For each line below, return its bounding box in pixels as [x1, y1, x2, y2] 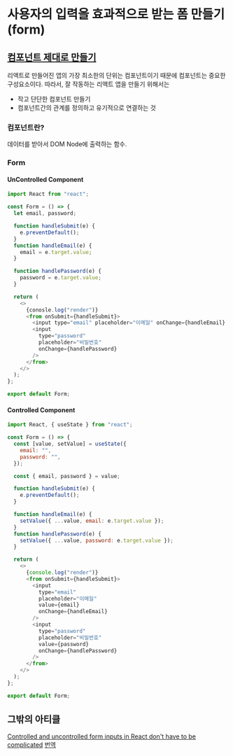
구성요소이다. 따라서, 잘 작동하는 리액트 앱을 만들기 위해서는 [7, 80, 170, 88]
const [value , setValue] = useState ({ [13, 440, 127, 447]
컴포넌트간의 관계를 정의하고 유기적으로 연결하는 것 [17, 104, 156, 112]
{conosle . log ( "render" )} [25, 306, 99, 314]
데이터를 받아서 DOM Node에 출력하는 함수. [7, 140, 127, 148]
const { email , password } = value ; [13, 472, 120, 479]
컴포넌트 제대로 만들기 [7, 51, 97, 63]
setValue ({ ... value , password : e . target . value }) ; [20, 537, 174, 544]
